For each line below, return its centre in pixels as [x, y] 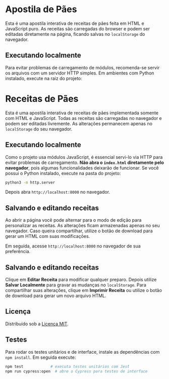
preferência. [18, 251]
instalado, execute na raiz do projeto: [44, 78]
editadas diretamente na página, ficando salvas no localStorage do [75, 34]
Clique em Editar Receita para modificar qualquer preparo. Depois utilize [81, 280]
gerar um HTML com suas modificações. [48, 236]
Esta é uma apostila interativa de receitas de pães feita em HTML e [75, 23]
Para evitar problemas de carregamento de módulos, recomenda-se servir [82, 67]
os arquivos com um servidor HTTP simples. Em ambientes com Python [80, 73]
